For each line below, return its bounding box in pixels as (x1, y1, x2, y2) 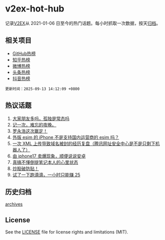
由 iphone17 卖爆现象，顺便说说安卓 (12, 153, 86, 159)
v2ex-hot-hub (5, 3, 65, 14)
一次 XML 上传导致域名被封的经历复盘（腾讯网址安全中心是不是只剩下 (12, 140, 156, 146)
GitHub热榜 (12, 50, 36, 56)
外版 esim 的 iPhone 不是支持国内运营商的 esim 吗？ (12, 134, 120, 140)
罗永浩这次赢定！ (12, 128, 48, 134)
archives (5, 201, 23, 207)
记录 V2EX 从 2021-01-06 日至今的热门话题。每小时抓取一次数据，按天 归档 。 (5, 20, 161, 26)
